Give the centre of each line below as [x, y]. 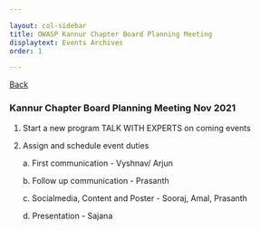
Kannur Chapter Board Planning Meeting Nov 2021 [123, 108]
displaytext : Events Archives [67, 43]
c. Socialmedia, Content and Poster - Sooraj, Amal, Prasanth [135, 198]
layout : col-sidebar [48, 25]
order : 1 [26, 51]
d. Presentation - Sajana [67, 216]
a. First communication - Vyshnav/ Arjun [98, 163]
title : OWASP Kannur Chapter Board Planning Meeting [111, 34]
